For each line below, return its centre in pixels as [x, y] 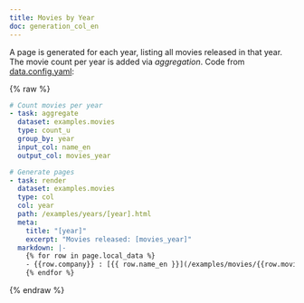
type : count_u [44, 131]
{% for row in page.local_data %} [90, 256]
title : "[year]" [57, 231]
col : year [36, 206]
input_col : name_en [54, 147]
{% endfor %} [50, 273]
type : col [36, 197]
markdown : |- [42, 248]
